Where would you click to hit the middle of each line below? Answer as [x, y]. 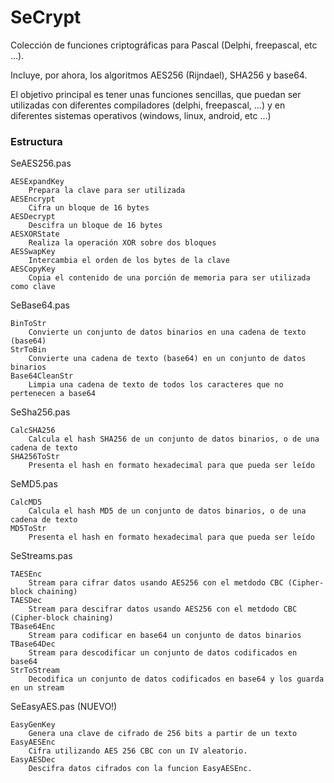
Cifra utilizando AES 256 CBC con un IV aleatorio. [138, 751]
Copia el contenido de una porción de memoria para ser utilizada [169, 278]
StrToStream [35, 671]
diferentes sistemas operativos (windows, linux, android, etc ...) [141, 115]
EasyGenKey [33, 725]
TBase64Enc [33, 627]
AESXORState [35, 234]
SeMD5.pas [34, 484]
